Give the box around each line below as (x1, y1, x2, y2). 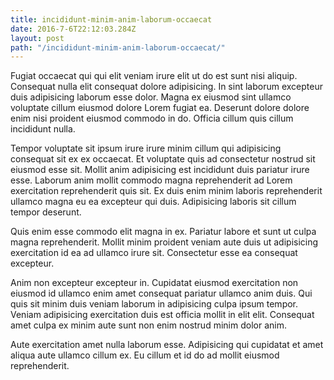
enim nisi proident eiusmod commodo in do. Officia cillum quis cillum (10, 112, 294, 125)
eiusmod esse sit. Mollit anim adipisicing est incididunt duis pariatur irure (10, 164, 310, 176)
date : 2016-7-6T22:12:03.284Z (10, 24, 137, 34)
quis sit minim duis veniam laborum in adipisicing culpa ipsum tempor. (10, 298, 299, 310)
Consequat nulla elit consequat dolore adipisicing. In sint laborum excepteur (10, 81, 323, 93)
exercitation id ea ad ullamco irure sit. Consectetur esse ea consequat (10, 247, 298, 259)
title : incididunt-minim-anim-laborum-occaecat (10, 14, 213, 25)
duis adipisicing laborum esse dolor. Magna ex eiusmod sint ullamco (10, 91, 292, 103)
